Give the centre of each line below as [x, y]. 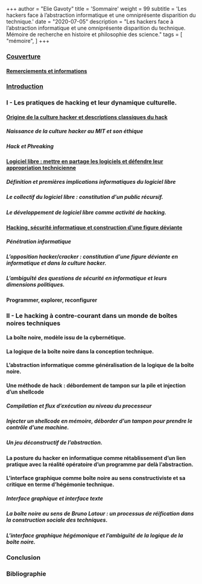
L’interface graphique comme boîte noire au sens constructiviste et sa [96, 478]
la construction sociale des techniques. [57, 520]
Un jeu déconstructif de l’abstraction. [54, 443]
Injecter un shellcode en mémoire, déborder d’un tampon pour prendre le [99, 421]
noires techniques [33, 323]
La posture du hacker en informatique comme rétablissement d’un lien [96, 458]
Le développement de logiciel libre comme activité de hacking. [87, 212]
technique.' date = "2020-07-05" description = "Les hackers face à [90, 21]
